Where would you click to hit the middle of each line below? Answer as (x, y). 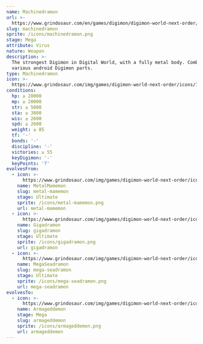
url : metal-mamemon (42, 208)
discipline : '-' (32, 146)
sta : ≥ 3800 (27, 113)
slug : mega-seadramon (44, 270)
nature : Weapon (25, 51)
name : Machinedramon (32, 12)
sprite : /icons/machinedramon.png (50, 34)
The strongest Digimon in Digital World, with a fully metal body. (98, 62)
